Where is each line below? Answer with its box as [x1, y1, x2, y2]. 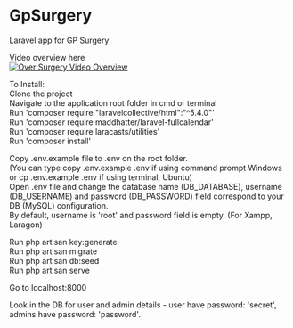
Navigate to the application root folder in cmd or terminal [9, 97, 217, 108]
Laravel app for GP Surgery [9, 35, 110, 45]
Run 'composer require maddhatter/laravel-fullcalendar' [9, 117, 214, 127]
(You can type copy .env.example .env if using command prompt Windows [9, 162, 282, 173]
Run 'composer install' [9, 135, 92, 146]
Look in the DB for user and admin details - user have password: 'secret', [9, 299, 277, 310]
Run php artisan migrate [9, 246, 98, 257]
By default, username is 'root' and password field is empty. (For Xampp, [9, 209, 273, 220]
